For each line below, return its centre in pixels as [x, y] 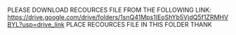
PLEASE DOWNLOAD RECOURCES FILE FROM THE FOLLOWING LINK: [110, 10]
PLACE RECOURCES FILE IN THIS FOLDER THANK [139, 24]
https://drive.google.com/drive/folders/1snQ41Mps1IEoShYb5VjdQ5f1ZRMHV [118, 17]
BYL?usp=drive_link [36, 24]
